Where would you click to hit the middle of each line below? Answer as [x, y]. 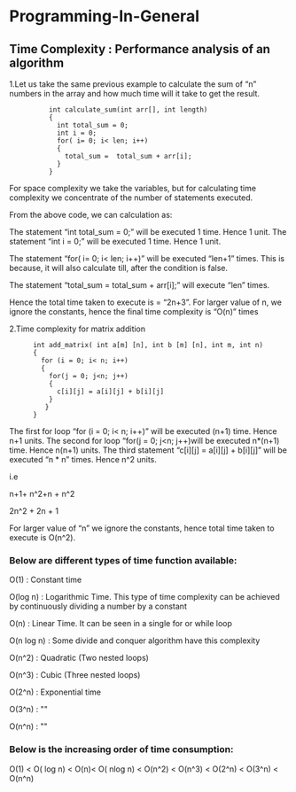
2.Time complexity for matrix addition [78, 329]
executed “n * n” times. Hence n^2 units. [83, 459]
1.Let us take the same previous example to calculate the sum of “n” [133, 84]
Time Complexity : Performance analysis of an [140, 49]
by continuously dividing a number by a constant [98, 606]
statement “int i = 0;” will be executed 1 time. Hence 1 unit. [115, 241]
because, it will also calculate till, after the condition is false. [119, 268]
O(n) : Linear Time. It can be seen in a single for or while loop [121, 624]
